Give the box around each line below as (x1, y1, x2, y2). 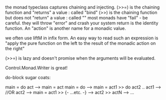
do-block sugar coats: (5, 75, 51, 80)
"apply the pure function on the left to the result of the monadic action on (5, 40, 156, 46)
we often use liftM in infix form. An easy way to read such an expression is (5, 35, 158, 41)
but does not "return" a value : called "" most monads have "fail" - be (5, 15, 148, 20)
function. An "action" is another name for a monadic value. (5, 25, 126, 31)
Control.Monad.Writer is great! (5, 65, 68, 71)
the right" (5, 46, 25, 51)
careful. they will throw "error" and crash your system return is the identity (5, 20, 158, 26)
